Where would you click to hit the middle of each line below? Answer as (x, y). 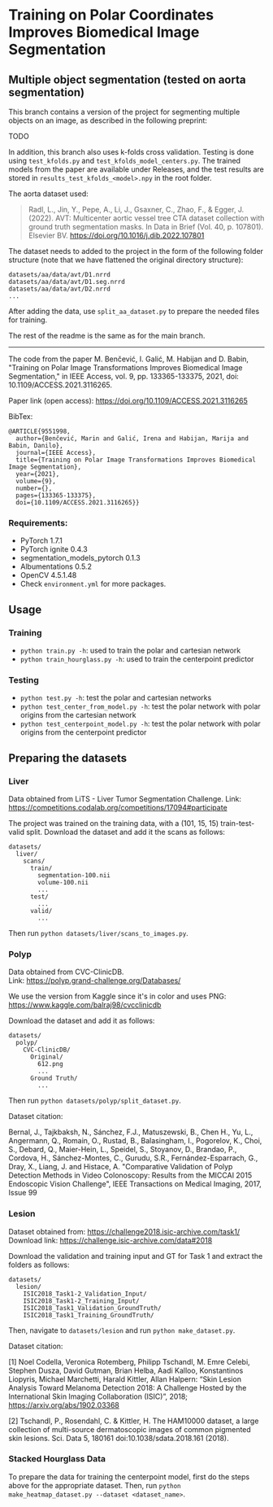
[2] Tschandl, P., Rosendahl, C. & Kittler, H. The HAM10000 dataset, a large (134, 1421)
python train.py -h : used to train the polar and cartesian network (130, 650)
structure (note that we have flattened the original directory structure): (126, 260)
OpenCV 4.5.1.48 (48, 575)
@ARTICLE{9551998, (39, 431)
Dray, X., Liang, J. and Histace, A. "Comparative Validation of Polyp (121, 1167)
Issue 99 (23, 1193)
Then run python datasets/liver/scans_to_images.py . (98, 933)
